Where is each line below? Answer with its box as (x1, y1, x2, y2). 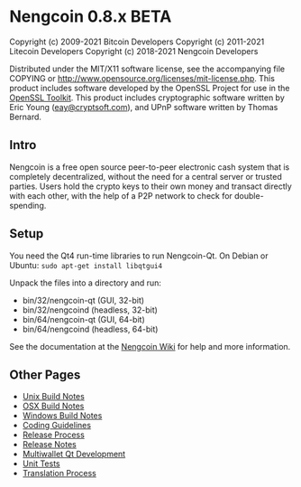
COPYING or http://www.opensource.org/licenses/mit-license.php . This (9, 72, 275, 83)
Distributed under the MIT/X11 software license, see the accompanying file (9, 63, 286, 74)
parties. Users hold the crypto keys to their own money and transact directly (9, 181, 293, 192)
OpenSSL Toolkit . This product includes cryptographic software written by (9, 92, 286, 103)
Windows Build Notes (22, 410, 103, 421)
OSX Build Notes (22, 400, 85, 412)
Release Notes (22, 439, 77, 450)
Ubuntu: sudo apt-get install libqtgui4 (9, 259, 163, 270)
